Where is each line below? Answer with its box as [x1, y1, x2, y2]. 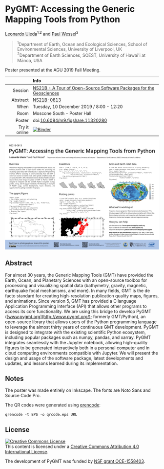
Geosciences [32, 90, 60, 96]
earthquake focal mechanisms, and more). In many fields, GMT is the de [5, 288, 150, 293]
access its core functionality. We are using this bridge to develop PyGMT [5, 308, 151, 314]
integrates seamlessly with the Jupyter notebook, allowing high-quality [5, 339, 148, 345]
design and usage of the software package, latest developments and [5, 355, 143, 361]
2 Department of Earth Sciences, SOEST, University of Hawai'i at [17, 51, 145, 58]
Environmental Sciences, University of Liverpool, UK [17, 46, 123, 52]
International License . [5, 449, 49, 455]
